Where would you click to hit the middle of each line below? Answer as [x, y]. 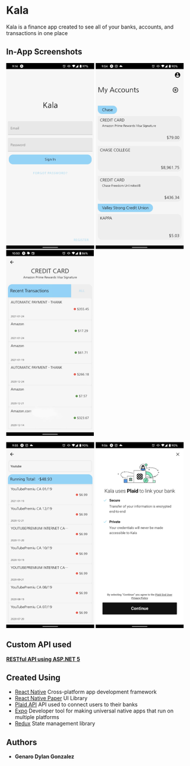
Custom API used [39, 645]
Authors [22, 742]
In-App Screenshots [44, 52]
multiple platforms [37, 717]
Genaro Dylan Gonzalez [45, 756]
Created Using [33, 678]
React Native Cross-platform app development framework [86, 692]
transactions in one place [37, 33]
